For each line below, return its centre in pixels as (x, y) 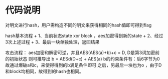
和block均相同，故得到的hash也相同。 (44, 71)
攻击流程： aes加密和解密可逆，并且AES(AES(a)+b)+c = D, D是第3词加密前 (82, 52)
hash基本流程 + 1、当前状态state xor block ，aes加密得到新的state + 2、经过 (84, 35)
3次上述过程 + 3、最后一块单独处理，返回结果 (52, 42)
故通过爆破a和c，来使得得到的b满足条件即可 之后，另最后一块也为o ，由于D (83, 65)
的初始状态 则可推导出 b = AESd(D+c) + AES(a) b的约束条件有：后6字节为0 (82, 58)
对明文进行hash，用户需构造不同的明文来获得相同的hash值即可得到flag (78, 25)
